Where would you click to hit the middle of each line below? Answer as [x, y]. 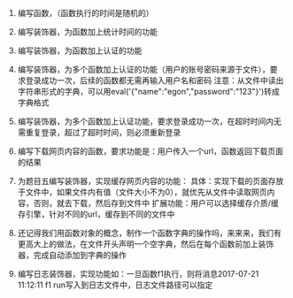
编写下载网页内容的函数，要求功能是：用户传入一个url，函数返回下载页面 [150, 151]
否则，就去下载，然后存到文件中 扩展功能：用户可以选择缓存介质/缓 [156, 203]
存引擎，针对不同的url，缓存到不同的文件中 [96, 214]
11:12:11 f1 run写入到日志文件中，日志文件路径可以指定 [115, 285]
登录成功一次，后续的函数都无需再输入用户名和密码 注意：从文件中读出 [154, 80]
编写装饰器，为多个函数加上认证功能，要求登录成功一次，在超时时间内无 [149, 121]
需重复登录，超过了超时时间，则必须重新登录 [99, 132]
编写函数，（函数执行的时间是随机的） [85, 13]
